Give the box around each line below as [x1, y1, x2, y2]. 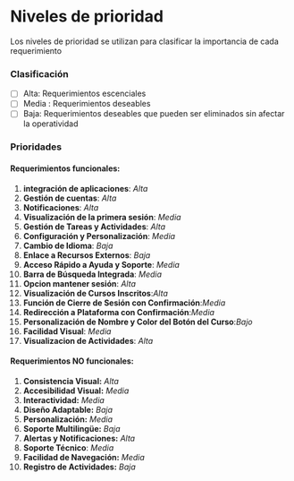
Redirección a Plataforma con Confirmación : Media [22, 306, 215, 317]
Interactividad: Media [22, 394, 105, 405]
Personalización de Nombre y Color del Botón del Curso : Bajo [22, 316, 253, 327]
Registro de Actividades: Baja [22, 461, 137, 472]
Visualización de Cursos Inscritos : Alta [22, 288, 169, 298]
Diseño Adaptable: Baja [22, 404, 113, 415]
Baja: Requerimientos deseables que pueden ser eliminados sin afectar [22, 108, 285, 119]
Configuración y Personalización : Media [22, 230, 176, 241]
